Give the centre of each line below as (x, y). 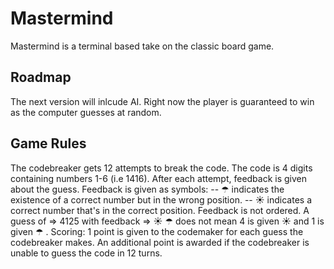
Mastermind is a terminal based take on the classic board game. (142, 46)
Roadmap (41, 77)
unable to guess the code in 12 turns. (86, 253)
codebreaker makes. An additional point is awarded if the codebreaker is (160, 242)
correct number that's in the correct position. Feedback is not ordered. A (160, 210)
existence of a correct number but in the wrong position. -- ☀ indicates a (161, 199)
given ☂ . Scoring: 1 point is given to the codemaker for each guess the (157, 231)
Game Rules (48, 143)
